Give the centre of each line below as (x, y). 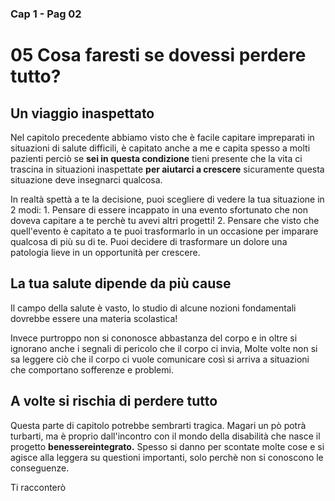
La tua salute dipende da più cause (121, 283)
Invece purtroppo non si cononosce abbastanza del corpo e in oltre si (154, 338)
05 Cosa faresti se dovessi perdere (158, 55)
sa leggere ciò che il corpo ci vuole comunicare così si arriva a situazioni (160, 359)
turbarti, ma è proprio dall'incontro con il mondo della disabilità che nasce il (165, 436)
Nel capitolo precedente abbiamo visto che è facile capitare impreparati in (162, 137)
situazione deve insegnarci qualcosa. (86, 179)
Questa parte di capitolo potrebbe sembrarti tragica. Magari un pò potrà (158, 425)
